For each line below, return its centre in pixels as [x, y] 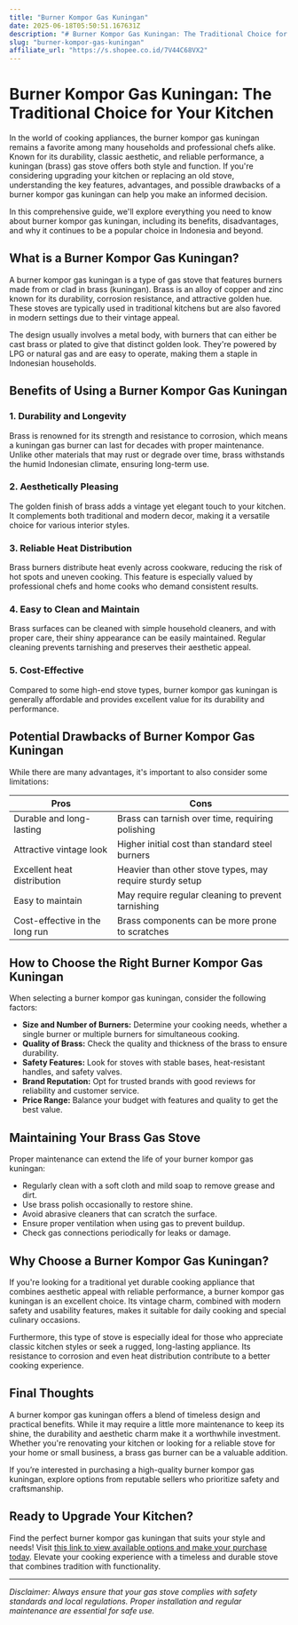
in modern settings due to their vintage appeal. [94, 317]
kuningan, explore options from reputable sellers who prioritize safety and [144, 1478]
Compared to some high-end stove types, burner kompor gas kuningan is [143, 690]
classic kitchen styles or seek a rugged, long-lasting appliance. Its [130, 1347]
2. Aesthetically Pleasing [64, 487]
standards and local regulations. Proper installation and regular [125, 1601]
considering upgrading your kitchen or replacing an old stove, [122, 176]
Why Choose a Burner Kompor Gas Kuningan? [139, 1260]
